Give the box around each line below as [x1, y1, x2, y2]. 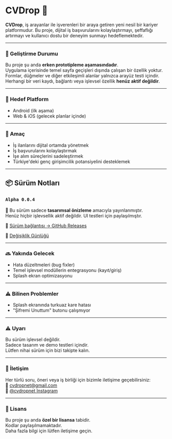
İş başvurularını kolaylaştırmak [12, 147, 77, 153]
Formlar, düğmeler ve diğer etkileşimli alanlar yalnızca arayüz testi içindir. [5, 73, 160, 79]
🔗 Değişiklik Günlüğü [5, 232, 49, 238]
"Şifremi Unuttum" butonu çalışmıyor [12, 307, 91, 313]
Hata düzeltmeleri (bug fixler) [12, 262, 75, 268]
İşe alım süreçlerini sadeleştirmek [12, 153, 83, 159]
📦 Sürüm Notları [5, 179, 60, 188]
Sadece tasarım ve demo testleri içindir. [5, 342, 89, 348]
